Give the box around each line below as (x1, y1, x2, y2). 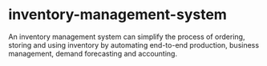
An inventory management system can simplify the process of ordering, (8, 32, 245, 41)
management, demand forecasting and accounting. (8, 49, 178, 58)
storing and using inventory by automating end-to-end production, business (8, 40, 259, 49)
